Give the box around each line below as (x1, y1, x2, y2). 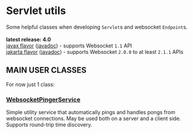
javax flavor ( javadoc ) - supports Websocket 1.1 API (6, 42, 133, 49)
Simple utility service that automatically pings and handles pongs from (6, 109, 175, 116)
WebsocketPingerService (6, 95, 81, 104)
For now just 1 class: (6, 81, 55, 88)
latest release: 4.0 (6, 36, 51, 43)
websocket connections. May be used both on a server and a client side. (6, 115, 181, 122)
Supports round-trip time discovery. (6, 121, 92, 128)
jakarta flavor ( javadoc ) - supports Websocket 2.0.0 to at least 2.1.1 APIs (6, 48, 184, 55)
